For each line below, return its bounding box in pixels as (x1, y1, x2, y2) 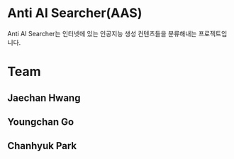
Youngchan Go (7, 116, 74, 128)
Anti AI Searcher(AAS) (7, 5, 143, 21)
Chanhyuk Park (7, 140, 77, 152)
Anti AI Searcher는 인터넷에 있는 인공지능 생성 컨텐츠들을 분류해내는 (7, 29, 197, 38)
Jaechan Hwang (7, 92, 81, 104)
